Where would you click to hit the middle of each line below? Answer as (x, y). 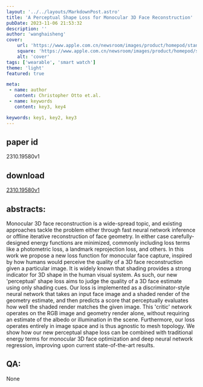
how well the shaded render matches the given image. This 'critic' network (99, 307)
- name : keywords (31, 101)
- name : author (28, 90)
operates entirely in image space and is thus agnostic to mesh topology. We (101, 326)
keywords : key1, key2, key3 (42, 118)
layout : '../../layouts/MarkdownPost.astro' (63, 12)
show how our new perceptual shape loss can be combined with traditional (100, 332)
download (25, 175)
